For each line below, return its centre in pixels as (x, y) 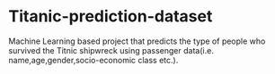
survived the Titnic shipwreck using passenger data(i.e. (111, 50)
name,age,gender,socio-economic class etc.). (93, 60)
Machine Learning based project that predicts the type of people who (137, 41)
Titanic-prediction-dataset (111, 16)
